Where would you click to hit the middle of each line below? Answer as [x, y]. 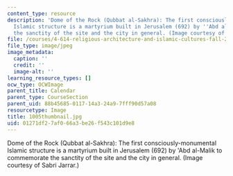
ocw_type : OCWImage [35, 85]
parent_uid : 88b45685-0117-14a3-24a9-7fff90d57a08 [82, 104]
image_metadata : [31, 53]
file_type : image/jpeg [40, 46]
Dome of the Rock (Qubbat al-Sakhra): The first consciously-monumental [112, 143]
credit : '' [29, 65]
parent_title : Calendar [42, 91]
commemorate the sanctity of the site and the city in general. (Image [105, 157]
